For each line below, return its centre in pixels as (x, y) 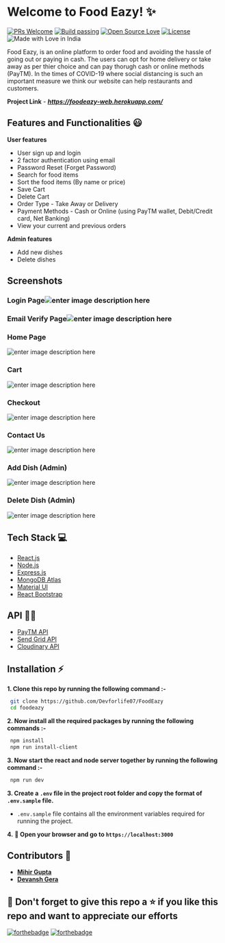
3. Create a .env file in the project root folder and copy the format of (105, 793)
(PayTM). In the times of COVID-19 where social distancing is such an (105, 73)
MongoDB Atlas (39, 579)
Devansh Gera (38, 879)
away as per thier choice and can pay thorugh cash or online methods (106, 66)
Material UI (32, 587)
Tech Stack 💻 (37, 538)
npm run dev (27, 780)
